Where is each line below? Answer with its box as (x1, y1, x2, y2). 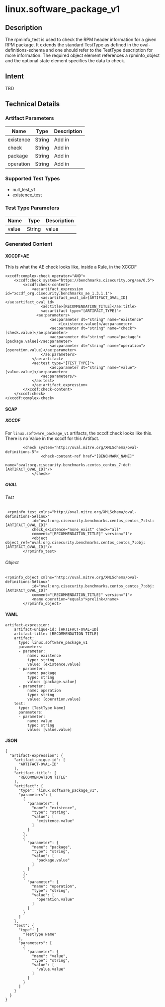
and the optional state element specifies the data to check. (5, 58, 126, 63)
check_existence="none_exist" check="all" (31, 527, 121, 532)
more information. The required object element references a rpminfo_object (5, 52, 160, 58)
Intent (5, 72, 24, 81)
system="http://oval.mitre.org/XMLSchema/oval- (38, 445, 139, 450)
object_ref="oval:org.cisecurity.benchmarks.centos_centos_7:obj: (5, 540, 146, 545)
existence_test (12, 192, 42, 198)
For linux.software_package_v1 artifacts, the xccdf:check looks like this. (5, 430, 153, 436)
